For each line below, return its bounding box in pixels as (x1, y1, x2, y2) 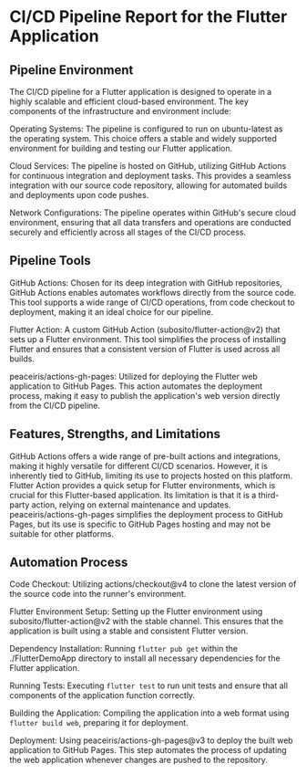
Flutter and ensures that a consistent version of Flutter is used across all (9, 343, 280, 354)
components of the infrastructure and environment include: (9, 106, 232, 116)
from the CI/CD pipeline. (9, 400, 101, 411)
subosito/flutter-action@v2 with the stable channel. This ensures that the (9, 616, 284, 627)
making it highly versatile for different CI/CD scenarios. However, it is (9, 460, 269, 471)
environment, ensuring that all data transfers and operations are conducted (9, 217, 291, 227)
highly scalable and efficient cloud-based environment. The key (9, 96, 249, 107)
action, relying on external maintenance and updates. (31, 499, 231, 510)
